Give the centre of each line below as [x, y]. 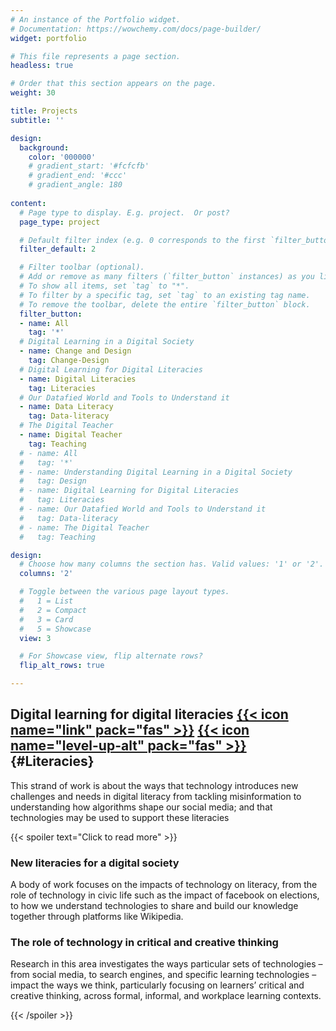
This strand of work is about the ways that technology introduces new [154, 785]
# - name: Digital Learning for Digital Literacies [129, 491]
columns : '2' [46, 574]
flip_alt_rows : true [62, 666]
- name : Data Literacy [66, 407]
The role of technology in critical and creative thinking [144, 943]
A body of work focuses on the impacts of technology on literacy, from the [164, 885]
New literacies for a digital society [95, 863]
